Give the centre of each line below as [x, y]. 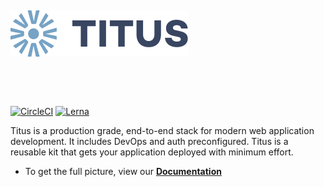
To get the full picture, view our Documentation [123, 171]
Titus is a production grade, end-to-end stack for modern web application [162, 130]
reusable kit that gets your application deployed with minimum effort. [152, 152]
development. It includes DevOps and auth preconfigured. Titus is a [149, 141]
